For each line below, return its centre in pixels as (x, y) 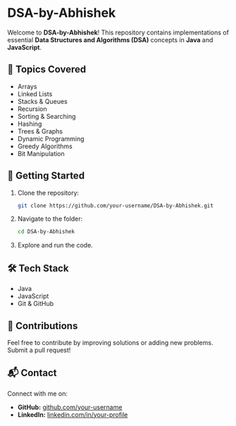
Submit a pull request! (39, 350)
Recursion (32, 109)
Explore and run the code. (55, 245)
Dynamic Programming (51, 138)
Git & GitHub (36, 304)
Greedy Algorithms (45, 146)
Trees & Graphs (40, 131)
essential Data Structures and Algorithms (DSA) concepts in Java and (110, 39)
